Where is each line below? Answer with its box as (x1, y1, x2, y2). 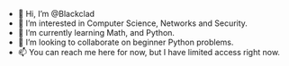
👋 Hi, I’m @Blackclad (17, 9, 95, 19)
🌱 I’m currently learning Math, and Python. (17, 28, 176, 37)
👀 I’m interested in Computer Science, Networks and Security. (17, 18, 248, 29)
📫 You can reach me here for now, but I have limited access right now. (17, 47, 281, 57)
